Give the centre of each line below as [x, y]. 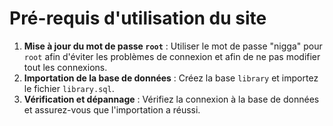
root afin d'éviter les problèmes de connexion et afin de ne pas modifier [172, 56]
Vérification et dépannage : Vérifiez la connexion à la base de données [171, 99]
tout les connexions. [65, 67]
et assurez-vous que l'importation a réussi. [112, 109]
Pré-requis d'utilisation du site [138, 18]
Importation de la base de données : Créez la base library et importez [171, 78]
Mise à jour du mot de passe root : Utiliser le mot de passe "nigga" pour [173, 46]
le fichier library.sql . [69, 88]
